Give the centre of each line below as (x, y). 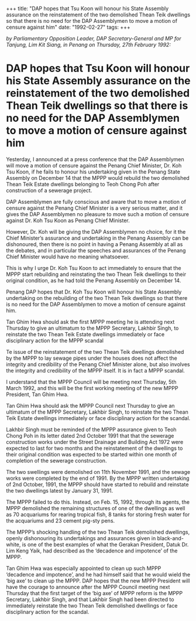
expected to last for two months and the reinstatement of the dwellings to (94, 448)
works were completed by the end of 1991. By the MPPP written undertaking (98, 478)
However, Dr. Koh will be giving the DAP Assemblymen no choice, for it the (96, 231)
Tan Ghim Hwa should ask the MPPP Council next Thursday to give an (90, 405)
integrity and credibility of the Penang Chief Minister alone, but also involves (98, 364)
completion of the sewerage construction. (56, 460)
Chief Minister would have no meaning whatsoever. (68, 257)
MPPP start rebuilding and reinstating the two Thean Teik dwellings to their (96, 274)
